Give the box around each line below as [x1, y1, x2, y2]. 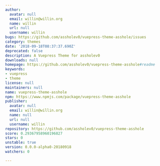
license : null [5, 80, 34, 85]
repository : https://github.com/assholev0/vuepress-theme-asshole [5, 126, 144, 131]
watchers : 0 [5, 149, 30, 154]
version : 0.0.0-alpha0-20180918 [5, 145, 71, 150]
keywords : [5, 67, 26, 72]
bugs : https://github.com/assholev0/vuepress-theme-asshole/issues [5, 35, 147, 40]
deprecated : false [5, 48, 43, 53]
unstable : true [5, 140, 36, 145]
